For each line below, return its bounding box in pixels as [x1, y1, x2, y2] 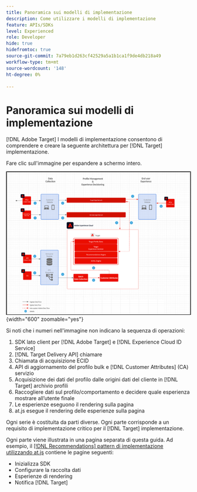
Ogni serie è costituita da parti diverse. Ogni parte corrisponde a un [6, 418, 169, 425]
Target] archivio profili [14, 382, 69, 389]
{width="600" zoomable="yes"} [6, 315, 84, 323]
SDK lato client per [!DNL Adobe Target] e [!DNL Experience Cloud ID [14, 338, 182, 345]
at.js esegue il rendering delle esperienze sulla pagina [14, 407, 145, 414]
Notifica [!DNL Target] [14, 478, 69, 486]
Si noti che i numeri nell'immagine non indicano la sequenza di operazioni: [6, 327, 185, 334]
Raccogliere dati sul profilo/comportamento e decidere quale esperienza [14, 388, 190, 395]
